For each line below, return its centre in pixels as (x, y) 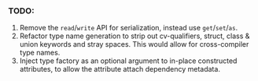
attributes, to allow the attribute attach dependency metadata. (120, 69)
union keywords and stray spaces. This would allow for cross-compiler (134, 44)
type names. (40, 53)
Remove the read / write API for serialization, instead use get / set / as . (129, 28)
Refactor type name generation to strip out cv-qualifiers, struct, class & (135, 36)
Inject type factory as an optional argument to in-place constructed (128, 61)
